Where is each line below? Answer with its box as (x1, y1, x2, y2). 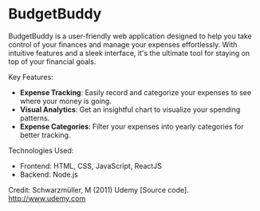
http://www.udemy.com (8, 193, 86, 203)
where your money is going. (19, 96, 112, 105)
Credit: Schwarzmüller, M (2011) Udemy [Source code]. (8, 185, 189, 194)
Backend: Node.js (19, 169, 78, 179)
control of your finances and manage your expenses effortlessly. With (8, 39, 238, 49)
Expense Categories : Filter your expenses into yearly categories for (19, 121, 244, 131)
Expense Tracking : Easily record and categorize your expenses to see (19, 87, 252, 97)
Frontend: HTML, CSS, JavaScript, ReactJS (19, 161, 162, 170)
